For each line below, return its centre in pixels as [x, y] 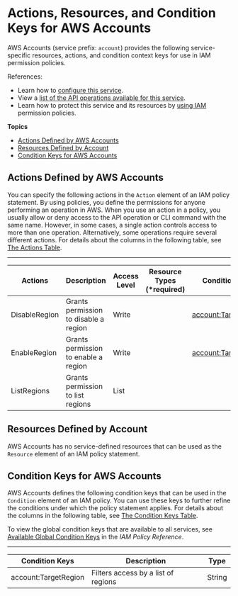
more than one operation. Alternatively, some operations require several [112, 232]
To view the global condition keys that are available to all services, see [110, 529]
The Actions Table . [35, 247]
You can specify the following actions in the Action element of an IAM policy [119, 195]
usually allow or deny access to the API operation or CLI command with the [117, 217]
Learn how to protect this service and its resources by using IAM [112, 105]
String [217, 578]
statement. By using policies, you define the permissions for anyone [106, 202]
